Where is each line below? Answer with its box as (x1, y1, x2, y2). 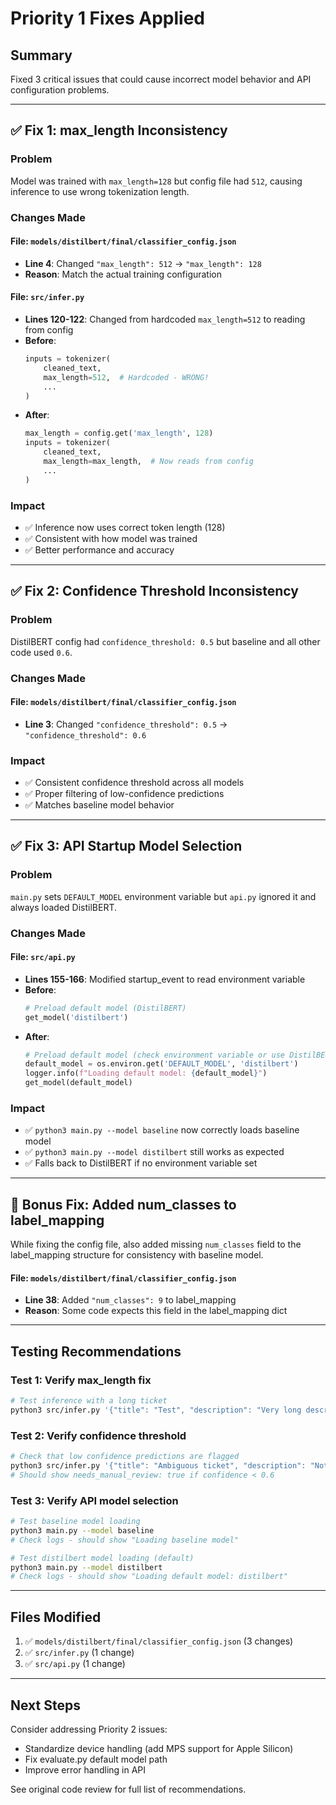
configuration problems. (10, 84, 110, 96)
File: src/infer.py (10, 291, 85, 303)
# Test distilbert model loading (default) (10, 1553, 195, 1563)
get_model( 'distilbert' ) (24, 1012, 129, 1022)
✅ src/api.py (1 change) (24, 1658, 126, 1670)
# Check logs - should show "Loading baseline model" (10, 1535, 240, 1545)
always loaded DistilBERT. (10, 901, 118, 913)
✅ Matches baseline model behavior (24, 799, 175, 811)
